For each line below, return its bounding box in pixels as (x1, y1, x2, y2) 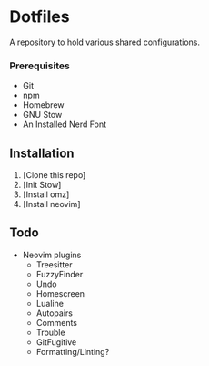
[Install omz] (22, 189, 70, 200)
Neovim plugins (22, 249, 82, 260)
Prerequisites (9, 59, 70, 72)
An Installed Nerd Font (22, 119, 107, 130)
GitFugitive (35, 336, 77, 348)
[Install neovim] (22, 199, 81, 210)
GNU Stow (22, 110, 63, 120)
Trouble (35, 327, 65, 338)
